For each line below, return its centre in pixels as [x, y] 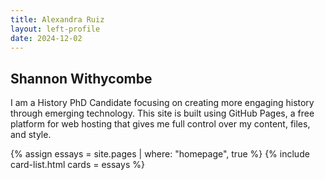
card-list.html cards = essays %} [77, 165]
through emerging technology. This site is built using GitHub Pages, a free [162, 113]
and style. [31, 135]
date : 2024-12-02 [46, 38]
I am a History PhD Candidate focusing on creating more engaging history [162, 103]
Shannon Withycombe [81, 78]
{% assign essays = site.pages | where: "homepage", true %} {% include [160, 154]
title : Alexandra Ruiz [57, 19]
